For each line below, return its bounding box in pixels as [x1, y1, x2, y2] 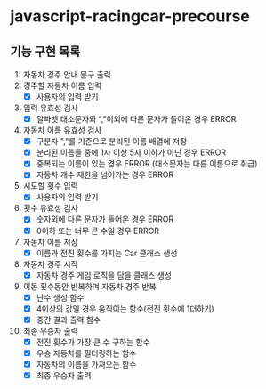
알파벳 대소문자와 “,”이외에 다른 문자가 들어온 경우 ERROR [36, 114, 237, 125]
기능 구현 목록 [10, 44, 81, 59]
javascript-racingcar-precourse [10, 6, 250, 27]
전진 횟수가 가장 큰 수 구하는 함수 [36, 336, 150, 347]
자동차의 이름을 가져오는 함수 [36, 359, 137, 369]
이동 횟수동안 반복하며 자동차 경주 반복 [22, 280, 157, 291]
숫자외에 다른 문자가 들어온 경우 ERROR [36, 214, 174, 224]
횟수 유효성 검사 [22, 203, 78, 214]
